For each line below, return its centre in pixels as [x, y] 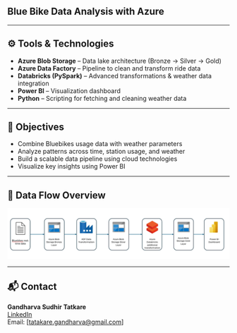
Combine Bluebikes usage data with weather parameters [100, 144]
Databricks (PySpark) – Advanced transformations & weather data [114, 75]
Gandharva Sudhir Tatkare [47, 307]
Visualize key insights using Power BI [71, 166]
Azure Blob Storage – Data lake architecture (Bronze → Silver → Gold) [120, 61]
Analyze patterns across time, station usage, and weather [101, 152]
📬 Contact [32, 286]
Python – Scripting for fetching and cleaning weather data [102, 98]
